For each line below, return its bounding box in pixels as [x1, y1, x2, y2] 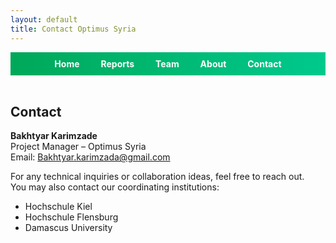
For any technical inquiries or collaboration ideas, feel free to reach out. [10, 171, 305, 183]
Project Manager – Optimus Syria [10, 141, 147, 153]
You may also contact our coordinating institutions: [10, 181, 220, 193]
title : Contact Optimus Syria [10, 24, 137, 34]
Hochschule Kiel [24, 201, 93, 213]
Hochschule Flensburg [24, 211, 119, 223]
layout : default [10, 14, 78, 25]
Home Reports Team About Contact [54, 57, 282, 70]
